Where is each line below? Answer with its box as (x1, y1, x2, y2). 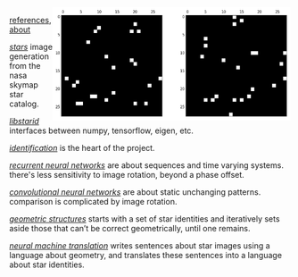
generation (9, 51, 49, 62)
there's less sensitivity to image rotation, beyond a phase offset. (9, 170, 245, 180)
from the (9, 61, 41, 71)
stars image (9, 42, 54, 52)
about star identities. (9, 259, 85, 270)
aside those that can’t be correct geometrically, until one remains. (9, 223, 251, 233)
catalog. (9, 98, 39, 109)
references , (9, 15, 52, 25)
